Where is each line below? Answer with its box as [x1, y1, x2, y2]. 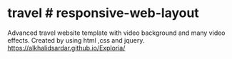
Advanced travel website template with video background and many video [7, 28, 226, 37]
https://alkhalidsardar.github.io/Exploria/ [7, 43, 126, 52]
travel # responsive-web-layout [7, 5, 200, 21]
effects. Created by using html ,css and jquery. [7, 36, 145, 44]
